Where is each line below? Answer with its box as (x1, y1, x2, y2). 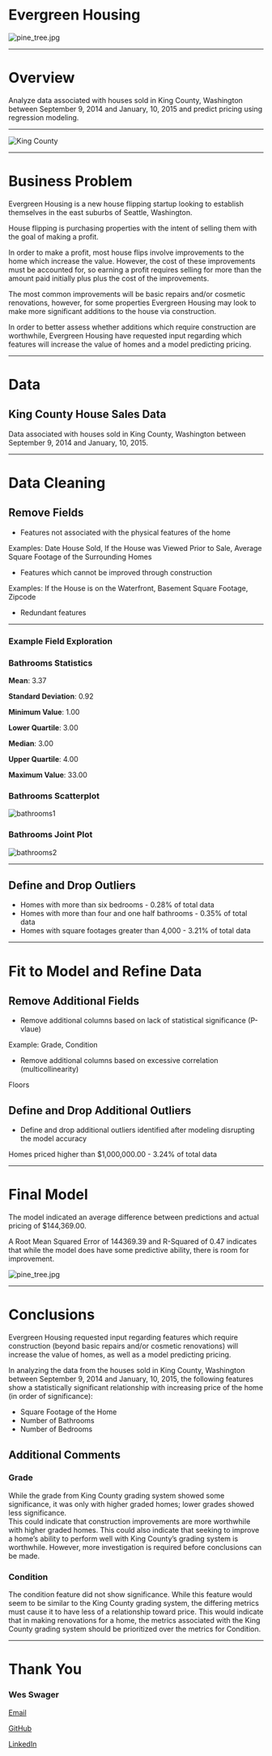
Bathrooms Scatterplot (8, 790, 100, 801)
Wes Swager (8, 1689, 59, 1701)
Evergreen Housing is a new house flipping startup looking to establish (8, 199, 244, 209)
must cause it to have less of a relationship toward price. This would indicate (8, 1607, 264, 1616)
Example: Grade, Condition (8, 1040, 99, 1050)
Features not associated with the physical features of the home (19, 527, 231, 537)
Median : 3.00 (8, 738, 54, 748)
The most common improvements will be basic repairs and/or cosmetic (8, 289, 245, 299)
